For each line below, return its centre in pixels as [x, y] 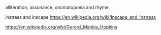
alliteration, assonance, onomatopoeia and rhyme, [58, 7]
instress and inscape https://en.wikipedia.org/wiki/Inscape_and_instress [81, 17]
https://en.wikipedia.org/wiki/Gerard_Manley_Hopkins [61, 27]
